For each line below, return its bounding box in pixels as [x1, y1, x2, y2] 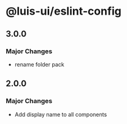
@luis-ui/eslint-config [6, 4, 122, 18]
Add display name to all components [14, 111, 107, 118]
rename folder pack [14, 60, 65, 68]
